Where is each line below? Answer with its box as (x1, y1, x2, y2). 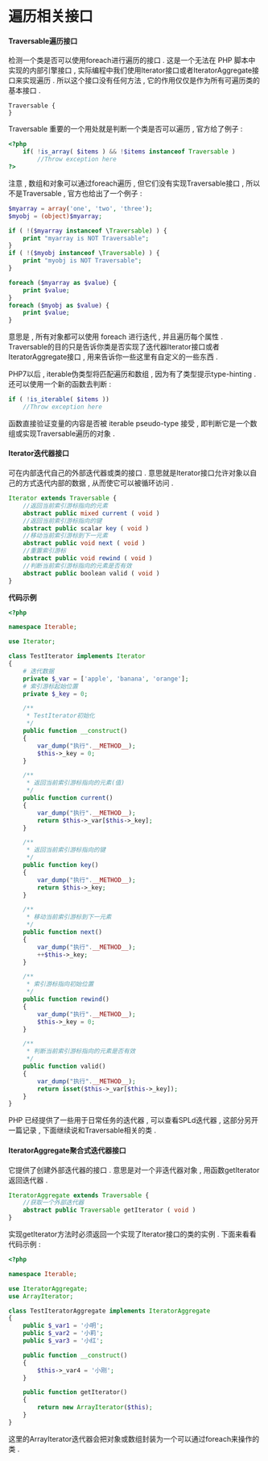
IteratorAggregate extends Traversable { (8, 1191, 150, 1199)
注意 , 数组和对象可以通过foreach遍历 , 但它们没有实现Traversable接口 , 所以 (8, 178, 260, 188)
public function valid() (23, 1062, 106, 1070)
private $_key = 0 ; (23, 689, 89, 698)
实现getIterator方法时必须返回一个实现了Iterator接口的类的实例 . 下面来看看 (8, 1229, 257, 1239)
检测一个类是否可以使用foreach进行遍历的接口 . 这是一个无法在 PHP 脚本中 (8, 56, 256, 65)
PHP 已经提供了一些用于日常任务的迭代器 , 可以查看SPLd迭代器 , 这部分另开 (8, 1116, 259, 1125)
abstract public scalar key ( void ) (23, 524, 150, 533)
